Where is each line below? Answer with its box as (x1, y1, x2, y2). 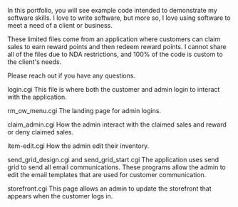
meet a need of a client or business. (7, 21, 113, 29)
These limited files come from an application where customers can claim (7, 35, 221, 43)
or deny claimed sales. (7, 128, 74, 136)
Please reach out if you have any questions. (7, 71, 136, 80)
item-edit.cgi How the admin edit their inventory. (7, 142, 150, 150)
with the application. (7, 92, 68, 101)
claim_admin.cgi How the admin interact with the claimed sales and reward (7, 120, 227, 129)
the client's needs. (7, 58, 62, 66)
